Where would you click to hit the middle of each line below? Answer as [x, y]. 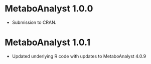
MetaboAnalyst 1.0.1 [48, 42]
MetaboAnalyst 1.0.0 [49, 9]
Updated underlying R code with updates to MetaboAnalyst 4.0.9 [79, 56]
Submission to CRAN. [34, 22]
